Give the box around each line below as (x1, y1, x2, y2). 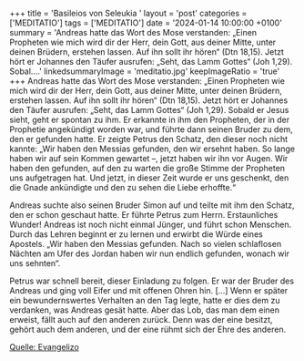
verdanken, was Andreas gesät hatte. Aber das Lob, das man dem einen (9, 304, 280, 315)
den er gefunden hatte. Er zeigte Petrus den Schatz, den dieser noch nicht (9, 134, 289, 144)
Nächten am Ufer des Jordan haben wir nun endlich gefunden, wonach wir (9, 248, 289, 259)
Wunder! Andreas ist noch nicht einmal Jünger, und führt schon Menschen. (9, 219, 292, 230)
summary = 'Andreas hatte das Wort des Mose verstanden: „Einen (9, 27, 258, 37)
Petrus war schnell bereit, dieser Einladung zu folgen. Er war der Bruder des (9, 275, 294, 286)
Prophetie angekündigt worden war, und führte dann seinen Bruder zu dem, (9, 124, 293, 135)
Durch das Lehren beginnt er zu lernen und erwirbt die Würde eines (9, 229, 264, 240)
